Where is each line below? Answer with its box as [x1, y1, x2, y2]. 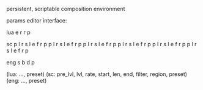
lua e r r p [6, 29, 31, 36]
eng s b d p [6, 59, 35, 66]
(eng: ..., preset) [6, 77, 47, 84]
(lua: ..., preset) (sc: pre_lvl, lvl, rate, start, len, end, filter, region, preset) [6, 71, 188, 78]
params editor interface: [6, 17, 67, 24]
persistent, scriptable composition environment [6, 5, 125, 12]
